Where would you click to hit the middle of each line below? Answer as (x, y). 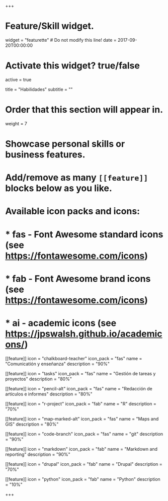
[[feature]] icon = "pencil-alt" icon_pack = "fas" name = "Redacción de (79, 388)
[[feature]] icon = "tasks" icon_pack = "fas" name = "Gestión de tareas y (80, 373)
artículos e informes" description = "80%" (49, 394)
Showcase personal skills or (65, 144)
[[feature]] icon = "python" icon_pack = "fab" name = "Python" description (83, 479)
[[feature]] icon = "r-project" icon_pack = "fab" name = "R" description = (81, 403)
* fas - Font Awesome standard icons (84, 234)
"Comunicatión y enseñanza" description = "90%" (57, 364)
